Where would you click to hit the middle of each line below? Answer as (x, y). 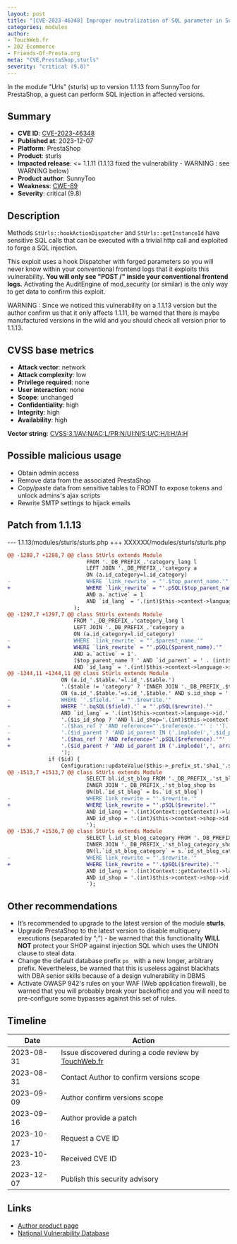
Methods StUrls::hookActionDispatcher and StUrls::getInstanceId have (114, 233)
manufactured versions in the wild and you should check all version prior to (117, 321)
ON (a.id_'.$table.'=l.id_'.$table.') (118, 680)
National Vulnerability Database (63, 1233)
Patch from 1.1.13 (44, 525)
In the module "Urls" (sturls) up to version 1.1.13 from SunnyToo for (104, 86)
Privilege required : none (53, 382)
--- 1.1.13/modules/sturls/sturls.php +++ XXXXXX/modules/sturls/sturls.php (117, 542)
